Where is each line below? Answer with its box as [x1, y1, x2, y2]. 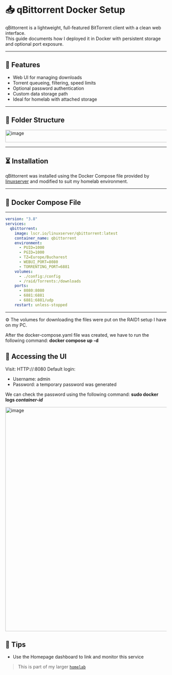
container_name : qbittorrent [14, 236, 77, 241]
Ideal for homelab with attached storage [12, 96, 97, 102]
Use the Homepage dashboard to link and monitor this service [12, 654, 144, 660]
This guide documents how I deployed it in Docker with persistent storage [5, 35, 161, 42]
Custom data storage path [12, 90, 68, 97]
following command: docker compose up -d [5, 337, 99, 343]
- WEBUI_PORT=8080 [18, 260, 58, 265]
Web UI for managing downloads [12, 74, 82, 80]
